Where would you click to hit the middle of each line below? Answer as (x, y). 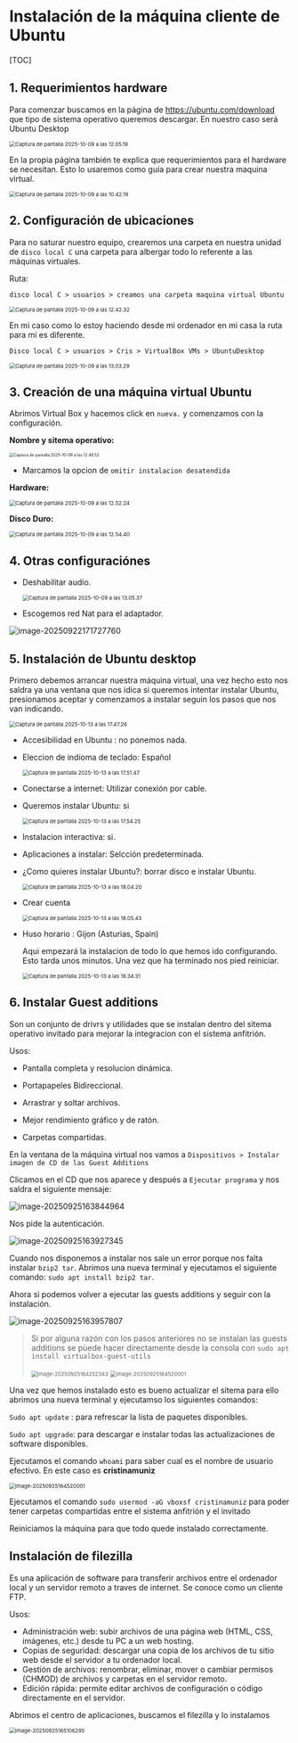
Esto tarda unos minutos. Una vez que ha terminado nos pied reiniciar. (151, 961)
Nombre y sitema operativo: (62, 440)
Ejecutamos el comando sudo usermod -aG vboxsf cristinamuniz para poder (149, 1501)
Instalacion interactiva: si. (68, 837)
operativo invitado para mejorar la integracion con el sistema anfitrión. (138, 1033)
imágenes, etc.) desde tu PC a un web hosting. (108, 1640)
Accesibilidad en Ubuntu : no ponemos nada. (105, 740)
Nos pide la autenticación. (57, 1223)
